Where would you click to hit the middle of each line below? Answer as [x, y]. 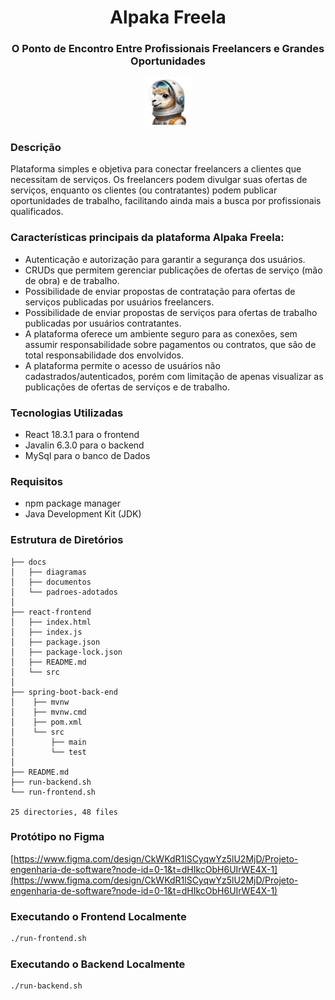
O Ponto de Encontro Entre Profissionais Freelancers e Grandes [168, 49]
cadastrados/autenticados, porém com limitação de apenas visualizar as [174, 376]
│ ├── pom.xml [46, 722]
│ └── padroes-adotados [64, 592]
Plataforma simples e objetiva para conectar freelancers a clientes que [156, 169]
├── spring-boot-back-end [64, 692]
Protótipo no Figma [57, 837]
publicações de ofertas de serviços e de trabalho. [127, 387]
